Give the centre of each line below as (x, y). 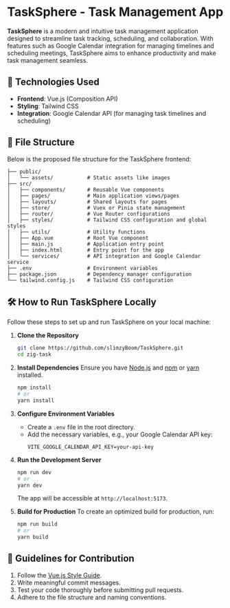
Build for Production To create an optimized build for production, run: (116, 511)
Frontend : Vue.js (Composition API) (67, 99)
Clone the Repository (48, 336)
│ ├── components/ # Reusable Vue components (86, 190)
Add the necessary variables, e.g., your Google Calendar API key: (120, 434)
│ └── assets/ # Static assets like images (89, 178)
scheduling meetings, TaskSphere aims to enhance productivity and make (112, 53)
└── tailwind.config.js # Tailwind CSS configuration (90, 280)
